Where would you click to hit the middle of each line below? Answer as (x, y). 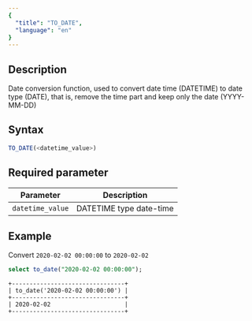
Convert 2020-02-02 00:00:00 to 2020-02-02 (78, 255)
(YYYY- (232, 97)
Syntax (26, 130)
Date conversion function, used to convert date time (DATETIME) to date (125, 88)
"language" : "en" (44, 30)
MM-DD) (22, 105)
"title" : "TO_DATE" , (49, 23)
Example (30, 236)
